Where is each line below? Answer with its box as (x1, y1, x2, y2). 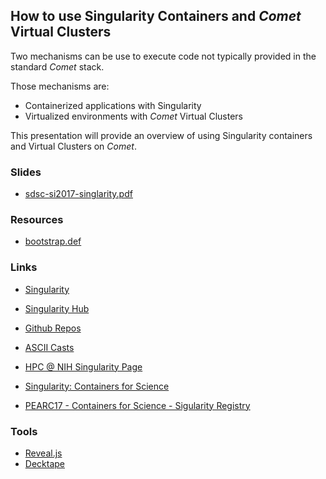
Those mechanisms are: (10, 80, 110, 92)
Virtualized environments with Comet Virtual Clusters (24, 110, 243, 122)
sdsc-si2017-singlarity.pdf (24, 188, 133, 200)
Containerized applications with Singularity (24, 99, 202, 111)
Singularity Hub (24, 302, 90, 314)
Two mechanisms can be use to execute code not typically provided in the (10, 50, 317, 62)
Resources (10, 213, 64, 227)
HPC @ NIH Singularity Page (24, 360, 143, 373)
